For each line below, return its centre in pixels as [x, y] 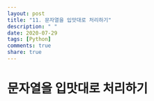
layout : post [26, 13]
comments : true [29, 46]
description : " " [32, 26]
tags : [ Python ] [29, 39]
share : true [24, 53]
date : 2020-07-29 [32, 33]
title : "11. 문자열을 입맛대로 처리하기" [59, 20]
